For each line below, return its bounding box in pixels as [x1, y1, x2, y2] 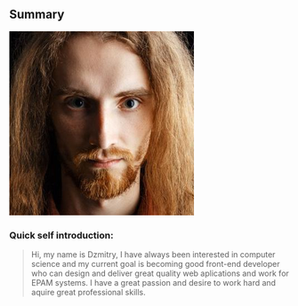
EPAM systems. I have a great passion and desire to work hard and [30, 278, 277, 288]
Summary [9, 7, 65, 22]
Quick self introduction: [9, 229, 114, 241]
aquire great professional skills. [30, 287, 146, 298]
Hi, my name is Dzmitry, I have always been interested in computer [30, 249, 276, 260]
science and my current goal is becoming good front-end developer [30, 259, 280, 270]
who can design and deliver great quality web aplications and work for [30, 268, 289, 279]
